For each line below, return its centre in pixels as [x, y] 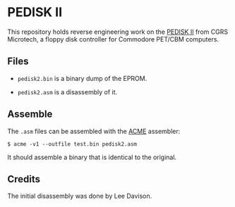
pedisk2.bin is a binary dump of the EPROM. [82, 78]
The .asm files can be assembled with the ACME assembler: [94, 131]
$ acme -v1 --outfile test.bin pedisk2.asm [72, 144]
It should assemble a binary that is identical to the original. [92, 157]
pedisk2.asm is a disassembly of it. [67, 92]
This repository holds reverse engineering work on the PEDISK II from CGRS [117, 32]
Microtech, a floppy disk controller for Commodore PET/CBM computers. [113, 39]
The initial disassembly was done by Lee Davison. [80, 196]
